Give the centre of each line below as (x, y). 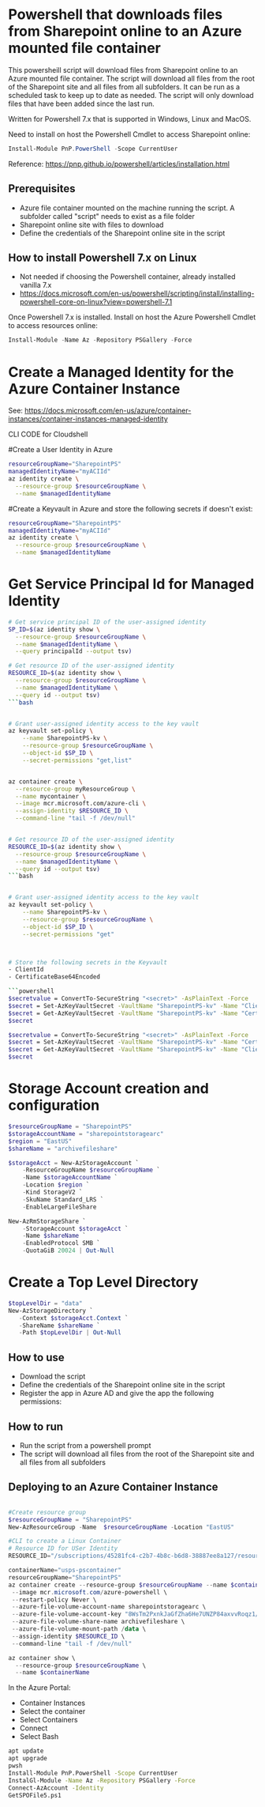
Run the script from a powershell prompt (85, 1445)
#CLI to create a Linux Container (65, 1541)
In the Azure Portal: (39, 1688)
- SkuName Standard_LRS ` (63, 1199)
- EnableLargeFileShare (60, 1207)
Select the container (52, 1711)
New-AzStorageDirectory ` (50, 1311)
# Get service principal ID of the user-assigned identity (107, 622)
